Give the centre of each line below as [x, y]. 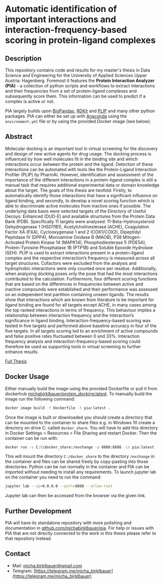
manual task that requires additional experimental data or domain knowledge [82, 185]
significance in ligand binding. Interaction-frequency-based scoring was [78, 320]
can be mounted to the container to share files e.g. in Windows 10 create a [80, 422]
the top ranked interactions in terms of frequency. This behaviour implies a [80, 310]
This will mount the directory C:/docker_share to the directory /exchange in [80, 457]
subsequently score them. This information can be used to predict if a [75, 96]
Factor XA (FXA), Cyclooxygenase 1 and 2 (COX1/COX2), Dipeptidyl [73, 232]
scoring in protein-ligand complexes [80, 40]
